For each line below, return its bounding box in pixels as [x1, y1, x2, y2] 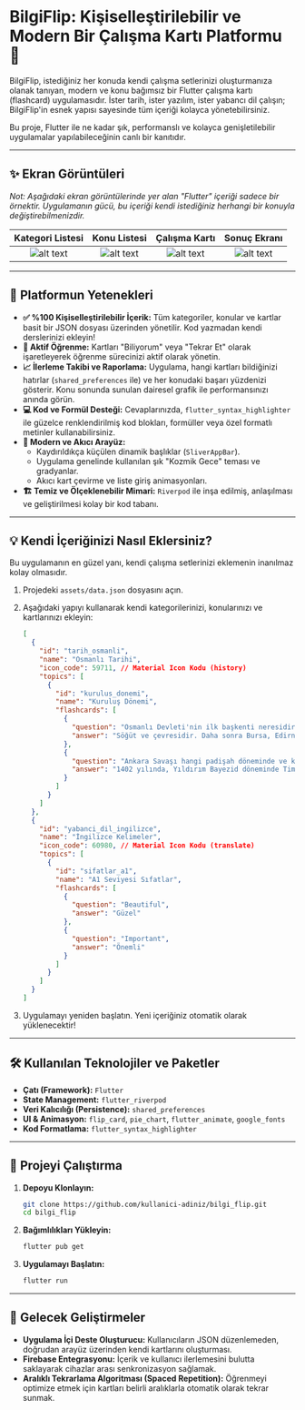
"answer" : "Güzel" [71, 908, 142, 918]
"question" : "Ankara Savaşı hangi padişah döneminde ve [71, 756, 288, 766]
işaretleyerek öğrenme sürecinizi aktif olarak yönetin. [22, 350, 221, 361]
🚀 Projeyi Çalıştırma [9, 1158, 123, 1173]
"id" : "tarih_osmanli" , [39, 646, 129, 656]
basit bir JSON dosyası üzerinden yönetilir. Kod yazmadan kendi [22, 321, 262, 333]
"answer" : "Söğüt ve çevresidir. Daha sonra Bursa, [71, 731, 271, 740]
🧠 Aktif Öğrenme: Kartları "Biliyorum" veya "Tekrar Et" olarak [22, 341, 251, 352]
